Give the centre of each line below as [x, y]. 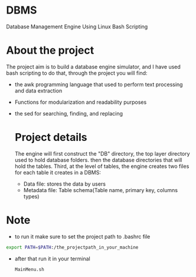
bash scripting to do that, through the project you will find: [77, 73]
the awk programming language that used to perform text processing [99, 84]
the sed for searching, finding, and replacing [68, 113]
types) [31, 196]
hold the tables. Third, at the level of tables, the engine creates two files [102, 166]
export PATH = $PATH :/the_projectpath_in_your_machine [72, 247]
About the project [50, 50]
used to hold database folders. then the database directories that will [98, 160]
